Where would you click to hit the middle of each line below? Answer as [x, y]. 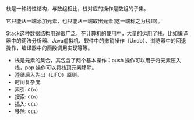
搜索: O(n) [27, 97]
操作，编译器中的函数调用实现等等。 [50, 48]
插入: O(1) [27, 104]
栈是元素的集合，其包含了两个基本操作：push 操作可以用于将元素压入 [98, 60]
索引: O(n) [27, 89]
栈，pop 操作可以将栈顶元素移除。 [56, 68]
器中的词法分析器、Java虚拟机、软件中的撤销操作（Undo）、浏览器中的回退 [96, 40]
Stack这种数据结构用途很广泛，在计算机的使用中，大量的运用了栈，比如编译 [97, 33]
